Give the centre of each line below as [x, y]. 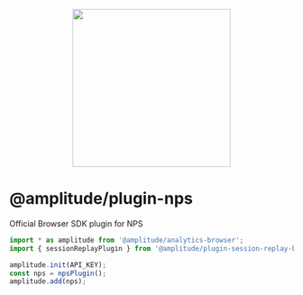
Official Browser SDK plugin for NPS [76, 223]
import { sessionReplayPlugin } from [80, 248]
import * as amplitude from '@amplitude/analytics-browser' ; [127, 240]
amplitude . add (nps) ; [48, 281]
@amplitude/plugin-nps [101, 199]
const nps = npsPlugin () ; [58, 273]
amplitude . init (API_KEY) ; [58, 265]
